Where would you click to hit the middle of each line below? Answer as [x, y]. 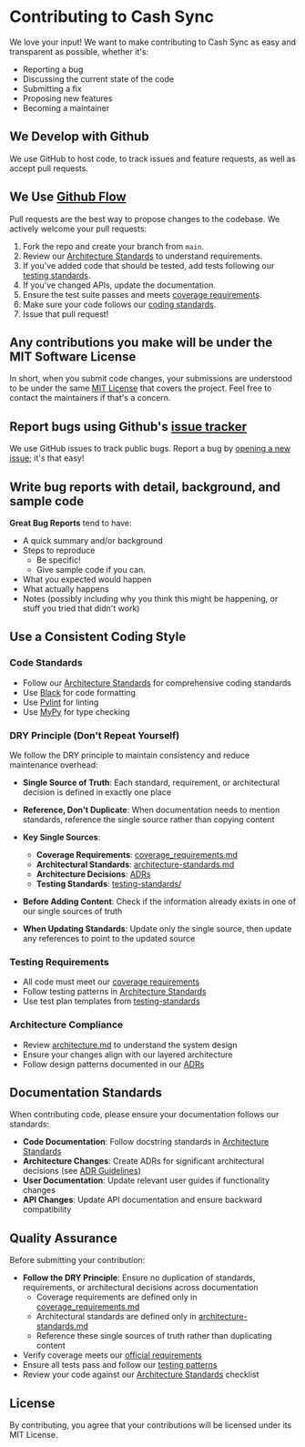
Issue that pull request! [66, 314]
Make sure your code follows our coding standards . [119, 304]
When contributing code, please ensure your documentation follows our [144, 1115]
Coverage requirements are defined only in [117, 1297]
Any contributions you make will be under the [141, 342]
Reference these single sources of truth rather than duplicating [154, 1336]
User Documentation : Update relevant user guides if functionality [146, 1180]
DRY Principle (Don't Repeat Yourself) [95, 735]
